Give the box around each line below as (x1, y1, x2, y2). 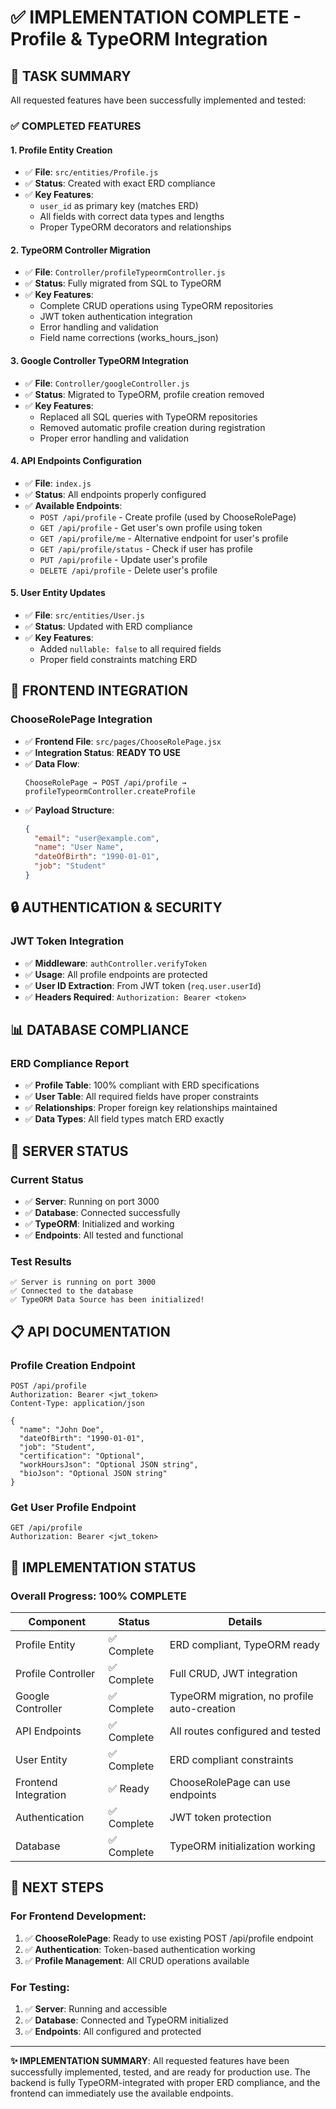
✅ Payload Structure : (24, 804, 115, 816)
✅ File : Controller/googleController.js (24, 377, 190, 389)
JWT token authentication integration (39, 311, 193, 323)
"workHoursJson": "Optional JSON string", (19, 1459, 199, 1470)
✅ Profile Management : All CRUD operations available (24, 1954, 250, 1966)
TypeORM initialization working (169, 1839, 316, 1853)
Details (228, 1614, 263, 1628)
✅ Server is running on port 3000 (10, 1277, 156, 1288)
